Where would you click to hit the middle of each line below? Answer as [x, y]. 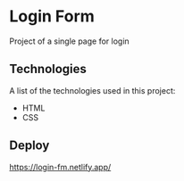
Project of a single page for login [69, 41]
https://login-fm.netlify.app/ [60, 167]
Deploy [29, 146]
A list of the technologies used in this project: [92, 90]
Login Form [52, 16]
